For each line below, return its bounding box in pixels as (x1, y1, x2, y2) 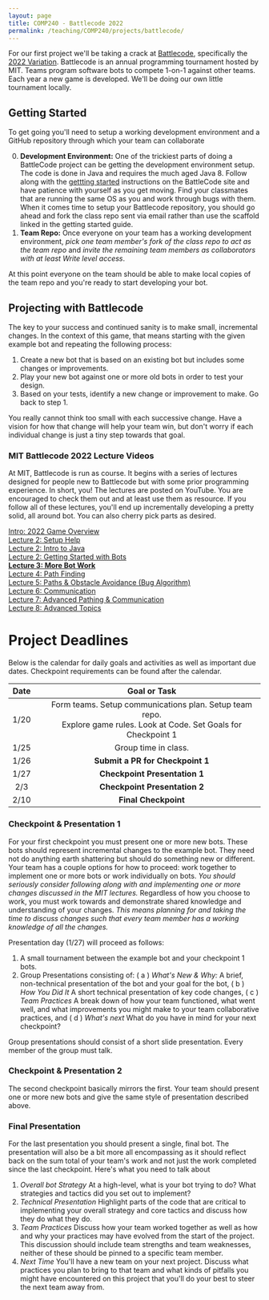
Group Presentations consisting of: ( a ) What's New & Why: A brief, (19, 970, 244, 980)
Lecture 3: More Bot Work (8, 561, 96, 571)
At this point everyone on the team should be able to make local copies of (8, 270, 251, 279)
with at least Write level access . (19, 254, 126, 263)
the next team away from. (19, 1282, 105, 1292)
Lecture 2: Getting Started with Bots (8, 552, 126, 562)
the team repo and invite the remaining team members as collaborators (19, 246, 256, 255)
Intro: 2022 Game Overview (8, 526, 100, 536)
